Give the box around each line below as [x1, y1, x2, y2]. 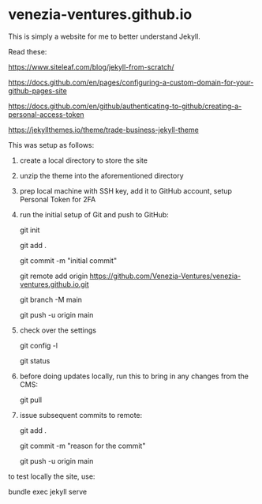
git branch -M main [19, 295, 83, 304]
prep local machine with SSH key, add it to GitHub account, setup [19, 186, 233, 195]
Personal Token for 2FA [19, 194, 96, 204]
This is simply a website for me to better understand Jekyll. [8, 32, 201, 41]
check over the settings [19, 325, 97, 335]
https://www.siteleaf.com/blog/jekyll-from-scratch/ [8, 62, 174, 72]
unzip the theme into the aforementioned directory [19, 171, 184, 180]
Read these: [8, 47, 47, 56]
